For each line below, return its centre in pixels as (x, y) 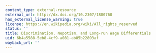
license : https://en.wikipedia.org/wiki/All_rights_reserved (71, 24)
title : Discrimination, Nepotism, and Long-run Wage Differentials (78, 33)
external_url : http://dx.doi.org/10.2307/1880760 (59, 15)
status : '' (17, 29)
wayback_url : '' (22, 43)
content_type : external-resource (41, 10)
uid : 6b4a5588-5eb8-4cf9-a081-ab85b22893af (52, 38)
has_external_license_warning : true (44, 19)
